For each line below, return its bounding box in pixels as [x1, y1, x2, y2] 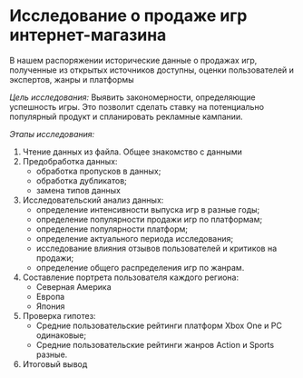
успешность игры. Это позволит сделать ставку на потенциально [9, 101, 265, 112]
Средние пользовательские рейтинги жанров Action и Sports [35, 339, 275, 350]
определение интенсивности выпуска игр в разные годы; [35, 204, 260, 214]
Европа [35, 291, 65, 302]
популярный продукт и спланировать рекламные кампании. [9, 111, 243, 122]
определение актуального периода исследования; [35, 233, 234, 244]
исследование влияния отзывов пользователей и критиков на [35, 243, 278, 254]
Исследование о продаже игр [9, 5, 248, 26]
